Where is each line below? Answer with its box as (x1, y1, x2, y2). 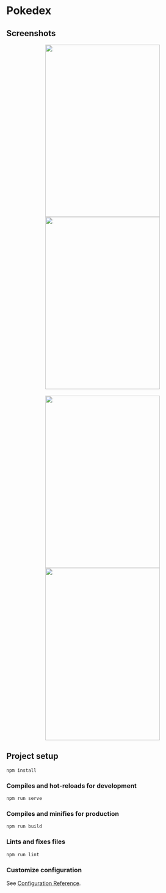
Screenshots (6, 28, 56, 39)
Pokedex (6, 4, 52, 18)
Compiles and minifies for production (6, 810, 119, 818)
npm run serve (6, 796, 43, 802)
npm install (6, 767, 37, 774)
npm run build (6, 823, 43, 830)
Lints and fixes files (6, 837, 66, 846)
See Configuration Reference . (6, 880, 81, 887)
